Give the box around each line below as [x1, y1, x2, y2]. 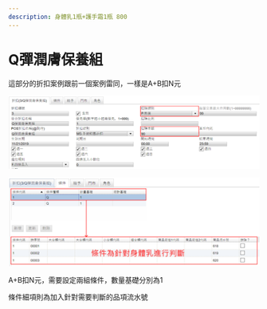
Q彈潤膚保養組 [8, 50, 104, 68]
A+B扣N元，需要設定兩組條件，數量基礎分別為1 [8, 275, 163, 284]
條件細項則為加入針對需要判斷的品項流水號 [8, 291, 148, 302]
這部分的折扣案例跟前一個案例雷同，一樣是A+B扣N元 [8, 78, 182, 88]
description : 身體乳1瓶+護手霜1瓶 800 [8, 13, 128, 21]
